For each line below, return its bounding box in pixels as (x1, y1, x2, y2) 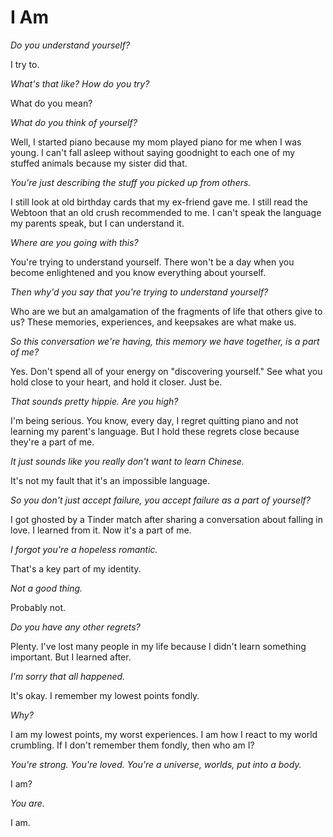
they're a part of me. (10, 436, 95, 448)
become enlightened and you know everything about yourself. (10, 266, 267, 278)
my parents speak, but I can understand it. (10, 217, 185, 229)
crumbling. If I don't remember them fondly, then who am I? (10, 739, 255, 751)
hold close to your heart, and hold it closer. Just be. (10, 376, 223, 388)
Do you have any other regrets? (10, 621, 141, 633)
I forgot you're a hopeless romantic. (10, 543, 158, 555)
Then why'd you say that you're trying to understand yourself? (10, 286, 269, 298)
